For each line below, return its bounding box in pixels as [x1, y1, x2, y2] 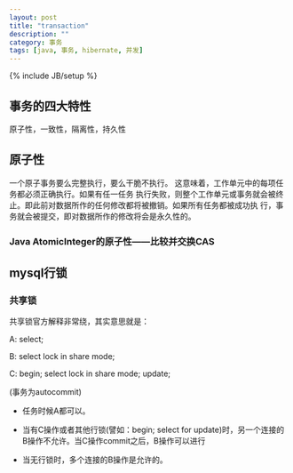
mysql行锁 [9, 266, 68, 281]
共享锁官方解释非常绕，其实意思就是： [9, 317, 149, 327]
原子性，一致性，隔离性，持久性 [9, 124, 126, 134]
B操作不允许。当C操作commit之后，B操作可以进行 [21, 436, 206, 446]
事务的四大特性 [9, 99, 91, 114]
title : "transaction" [9, 21, 90, 30]
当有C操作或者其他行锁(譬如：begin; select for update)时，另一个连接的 [21, 424, 285, 436]
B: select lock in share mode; [9, 351, 115, 362]
